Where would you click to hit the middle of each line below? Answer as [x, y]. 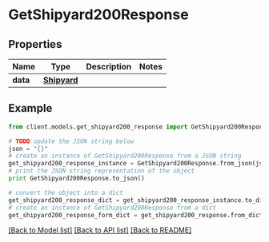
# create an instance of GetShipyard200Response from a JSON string [125, 156]
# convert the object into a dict [66, 192]
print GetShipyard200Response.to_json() [77, 179]
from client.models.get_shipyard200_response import [98, 127]
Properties [35, 44]
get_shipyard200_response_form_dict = [73, 215]
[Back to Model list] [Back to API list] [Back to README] [100, 230]
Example [30, 108]
